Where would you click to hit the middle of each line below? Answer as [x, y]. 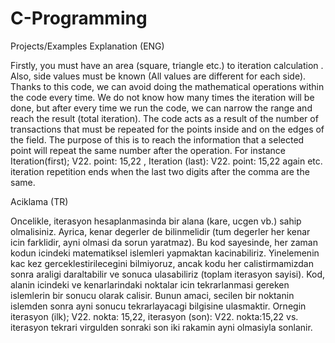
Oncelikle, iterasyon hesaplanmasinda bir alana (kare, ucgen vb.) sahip [156, 221]
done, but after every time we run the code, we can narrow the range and [161, 108]
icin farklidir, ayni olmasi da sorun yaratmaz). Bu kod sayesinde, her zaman [164, 242]
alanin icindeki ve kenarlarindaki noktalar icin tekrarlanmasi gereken [150, 284]
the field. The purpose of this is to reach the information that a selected [157, 139]
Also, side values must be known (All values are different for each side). [158, 76]
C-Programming [79, 18]
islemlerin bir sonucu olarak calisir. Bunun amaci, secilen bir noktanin [152, 295]
